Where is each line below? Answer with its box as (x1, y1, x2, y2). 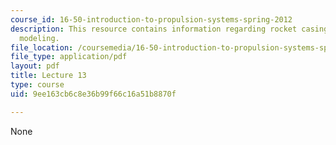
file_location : (10, 42, 74, 53)
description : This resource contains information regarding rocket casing (10, 24, 329, 34)
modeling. (19, 33, 60, 43)
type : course (10, 80, 65, 90)
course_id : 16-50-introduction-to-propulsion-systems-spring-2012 (10, 14, 293, 25)
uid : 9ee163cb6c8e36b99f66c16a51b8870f (10, 89, 177, 99)
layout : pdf (10, 61, 60, 71)
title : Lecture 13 (10, 71, 87, 81)
